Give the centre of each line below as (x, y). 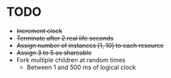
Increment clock (39, 31)
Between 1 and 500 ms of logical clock (81, 67)
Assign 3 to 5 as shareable (54, 53)
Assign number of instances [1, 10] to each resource (90, 45)
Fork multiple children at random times (71, 60)
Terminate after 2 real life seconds (65, 38)
